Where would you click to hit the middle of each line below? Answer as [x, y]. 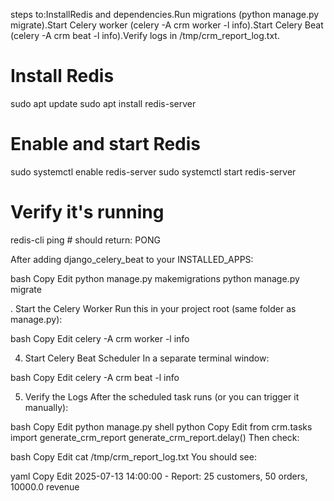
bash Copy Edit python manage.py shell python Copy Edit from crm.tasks [161, 426]
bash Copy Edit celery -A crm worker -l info [100, 338]
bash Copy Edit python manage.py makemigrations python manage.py [155, 278]
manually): [46, 407]
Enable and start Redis [106, 144]
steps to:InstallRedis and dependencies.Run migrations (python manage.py [165, 14]
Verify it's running [87, 212]
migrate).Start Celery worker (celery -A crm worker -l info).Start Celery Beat [167, 25]
